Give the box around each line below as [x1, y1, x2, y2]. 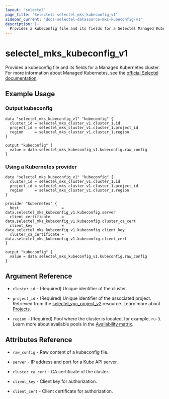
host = [10, 206, 64, 211]
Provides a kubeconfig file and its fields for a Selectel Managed [10, 26, 154, 31]
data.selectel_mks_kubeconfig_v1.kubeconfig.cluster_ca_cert [5, 219, 136, 224]
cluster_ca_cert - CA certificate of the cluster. [12, 368, 110, 374]
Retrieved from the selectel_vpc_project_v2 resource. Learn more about [12, 300, 161, 306]
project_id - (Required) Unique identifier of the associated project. [12, 295, 152, 301]
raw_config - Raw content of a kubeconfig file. [12, 349, 109, 355]
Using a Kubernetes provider [5, 163, 77, 170]
